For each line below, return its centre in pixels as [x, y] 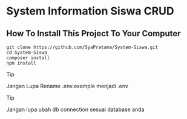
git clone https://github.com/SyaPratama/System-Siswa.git [82, 47]
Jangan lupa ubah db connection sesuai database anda [75, 109]
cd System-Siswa [27, 53]
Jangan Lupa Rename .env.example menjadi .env [67, 86]
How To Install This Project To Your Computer [93, 34]
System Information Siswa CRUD [90, 11]
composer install [28, 58]
